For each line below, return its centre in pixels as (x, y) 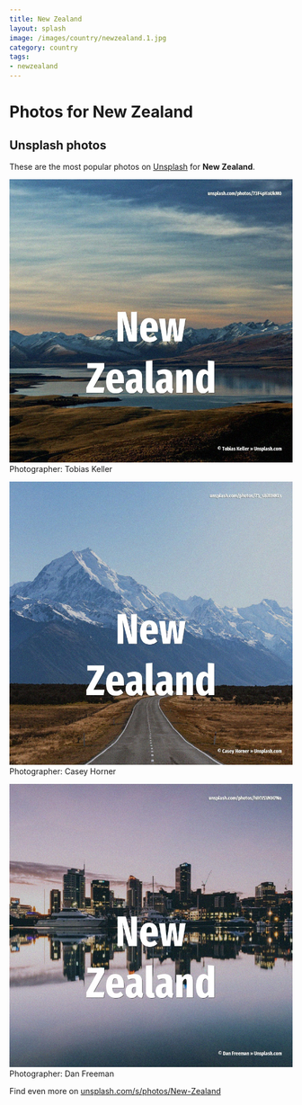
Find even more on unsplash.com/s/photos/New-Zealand (115, 1091)
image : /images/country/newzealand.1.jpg (88, 38)
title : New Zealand (46, 19)
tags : (19, 57)
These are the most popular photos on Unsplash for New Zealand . (133, 167)
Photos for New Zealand (101, 112)
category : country (44, 48)
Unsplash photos (58, 145)
